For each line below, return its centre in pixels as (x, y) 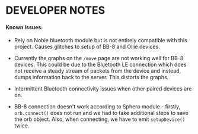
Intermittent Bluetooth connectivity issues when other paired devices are (103, 89)
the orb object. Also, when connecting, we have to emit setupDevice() (100, 119)
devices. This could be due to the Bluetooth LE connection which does (100, 65)
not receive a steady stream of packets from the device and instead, (98, 71)
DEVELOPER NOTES (55, 10)
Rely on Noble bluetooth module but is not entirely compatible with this (100, 40)
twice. (22, 126)
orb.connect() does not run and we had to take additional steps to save (101, 113)
